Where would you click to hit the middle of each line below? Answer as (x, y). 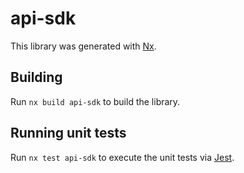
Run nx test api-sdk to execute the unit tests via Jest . (122, 157)
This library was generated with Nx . (83, 46)
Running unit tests (68, 133)
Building (36, 77)
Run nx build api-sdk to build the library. (95, 101)
